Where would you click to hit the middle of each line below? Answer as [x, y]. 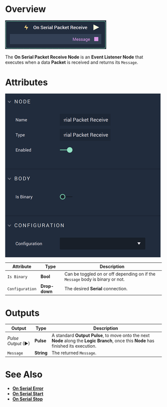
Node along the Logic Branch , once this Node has [103, 341]
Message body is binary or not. [95, 279]
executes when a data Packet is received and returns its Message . [72, 62]
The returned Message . [74, 353]
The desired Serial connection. [96, 289]
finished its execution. [74, 346]
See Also [24, 375]
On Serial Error [28, 388]
